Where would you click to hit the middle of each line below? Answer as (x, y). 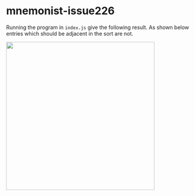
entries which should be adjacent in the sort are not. (70, 33)
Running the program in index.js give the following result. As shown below (98, 27)
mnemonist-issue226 (60, 11)
